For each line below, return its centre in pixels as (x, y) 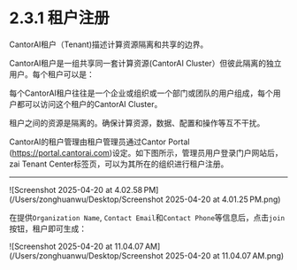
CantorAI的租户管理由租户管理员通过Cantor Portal (99, 142)
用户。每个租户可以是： (52, 74)
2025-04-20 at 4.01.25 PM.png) (223, 199)
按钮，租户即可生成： (48, 228)
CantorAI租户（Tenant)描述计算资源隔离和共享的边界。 (109, 44)
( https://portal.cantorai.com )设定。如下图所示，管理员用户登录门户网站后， (146, 152)
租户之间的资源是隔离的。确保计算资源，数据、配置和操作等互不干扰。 (137, 123)
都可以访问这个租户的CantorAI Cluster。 (89, 104)
